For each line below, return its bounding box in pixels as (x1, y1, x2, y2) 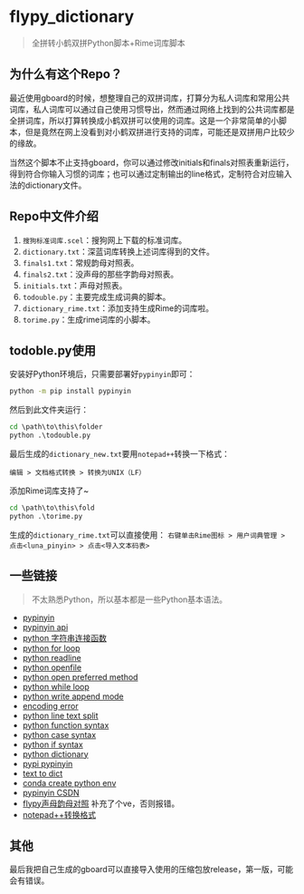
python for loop (22, 642, 81, 654)
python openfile (22, 662, 82, 673)
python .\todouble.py (9, 431, 91, 441)
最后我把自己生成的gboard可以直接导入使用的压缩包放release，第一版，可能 (9, 864, 294, 875)
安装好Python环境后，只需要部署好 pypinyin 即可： (9, 369, 195, 380)
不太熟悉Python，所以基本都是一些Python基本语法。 (31, 594, 228, 605)
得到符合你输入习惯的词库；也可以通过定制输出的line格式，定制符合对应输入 (9, 168, 292, 179)
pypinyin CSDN (22, 787, 80, 798)
